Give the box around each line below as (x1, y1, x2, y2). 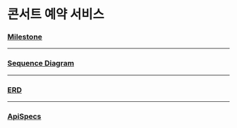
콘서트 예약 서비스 (7, 6, 104, 23)
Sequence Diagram (7, 58, 75, 68)
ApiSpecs (7, 112, 42, 121)
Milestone (7, 32, 42, 42)
